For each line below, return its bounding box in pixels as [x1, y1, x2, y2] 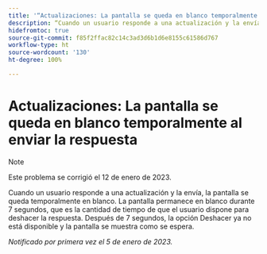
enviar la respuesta [8, 131, 137, 149]
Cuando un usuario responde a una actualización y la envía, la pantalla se [8, 187, 249, 197]
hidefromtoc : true [8, 26, 69, 34]
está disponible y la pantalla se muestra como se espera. [8, 221, 195, 231]
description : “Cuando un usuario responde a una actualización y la [8, 19, 240, 27]
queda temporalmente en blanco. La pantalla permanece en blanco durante [8, 196, 255, 206]
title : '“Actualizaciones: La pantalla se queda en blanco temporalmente [8, 11, 258, 20]
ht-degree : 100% [8, 56, 62, 64]
